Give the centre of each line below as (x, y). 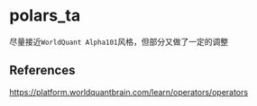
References (42, 71)
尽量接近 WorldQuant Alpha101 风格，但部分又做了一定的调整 (119, 41)
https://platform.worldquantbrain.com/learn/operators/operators (129, 92)
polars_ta (45, 16)
